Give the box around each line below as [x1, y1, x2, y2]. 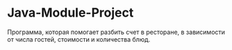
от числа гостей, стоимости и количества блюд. [7, 35, 151, 43]
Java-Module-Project [7, 5, 134, 21]
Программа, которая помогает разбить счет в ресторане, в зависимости [7, 28, 226, 36]
